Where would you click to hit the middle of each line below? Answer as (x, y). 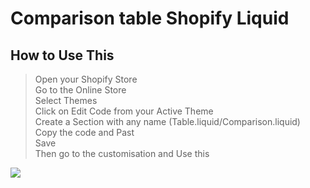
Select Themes (66, 100)
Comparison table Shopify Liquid (150, 18)
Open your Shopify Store (86, 79)
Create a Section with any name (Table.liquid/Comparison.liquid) (167, 121)
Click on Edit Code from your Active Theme (124, 111)
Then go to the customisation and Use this (122, 153)
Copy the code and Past (84, 132)
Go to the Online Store (80, 90)
